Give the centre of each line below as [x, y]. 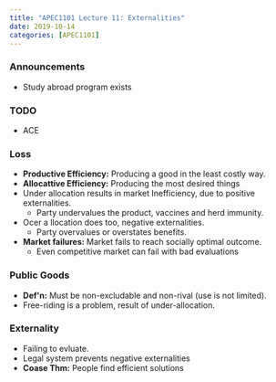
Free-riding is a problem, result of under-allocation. [119, 305]
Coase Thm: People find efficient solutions [103, 367]
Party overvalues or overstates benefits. [111, 232]
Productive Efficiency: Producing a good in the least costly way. [144, 174]
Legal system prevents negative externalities [107, 358]
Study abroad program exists [77, 87]
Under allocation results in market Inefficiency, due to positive [138, 194]
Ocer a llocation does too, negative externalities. [113, 223]
